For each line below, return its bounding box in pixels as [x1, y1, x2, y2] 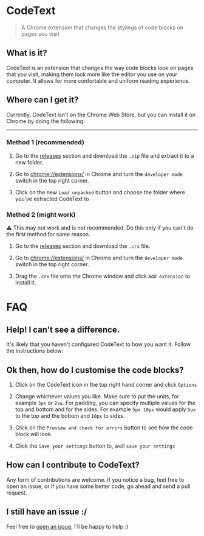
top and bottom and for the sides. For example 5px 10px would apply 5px [15, 406, 196, 413]
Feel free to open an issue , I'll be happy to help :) [6, 523, 129, 530]
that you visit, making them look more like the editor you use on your [6, 71, 178, 78]
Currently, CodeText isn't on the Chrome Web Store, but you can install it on [6, 111, 196, 118]
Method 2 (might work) [6, 210, 76, 219]
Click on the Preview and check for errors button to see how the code [15, 424, 193, 431]
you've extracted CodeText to [15, 195, 89, 202]
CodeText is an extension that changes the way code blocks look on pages [6, 64, 194, 71]
